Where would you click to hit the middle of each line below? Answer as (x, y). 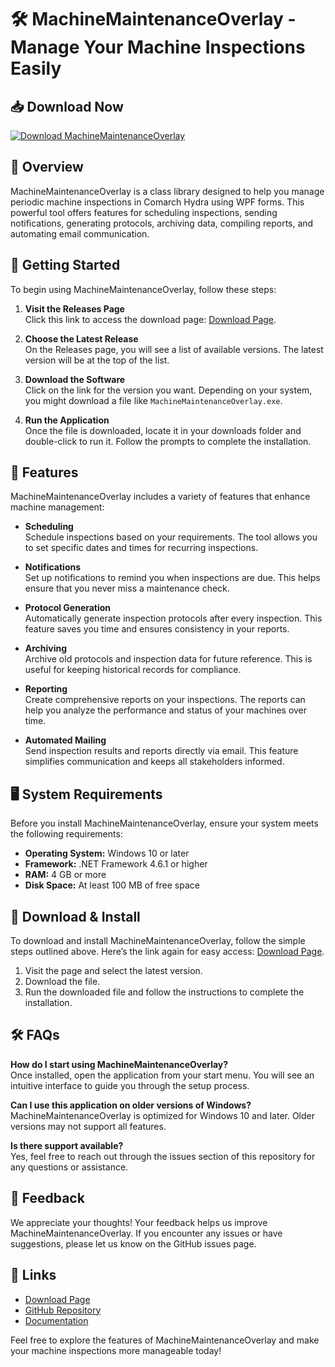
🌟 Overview (47, 167)
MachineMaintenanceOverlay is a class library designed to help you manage (167, 191)
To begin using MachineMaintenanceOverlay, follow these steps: (143, 289)
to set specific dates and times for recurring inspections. (141, 548)
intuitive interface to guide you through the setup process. (130, 1085)
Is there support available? (67, 1145)
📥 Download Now (67, 106)
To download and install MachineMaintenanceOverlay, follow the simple (158, 941)
